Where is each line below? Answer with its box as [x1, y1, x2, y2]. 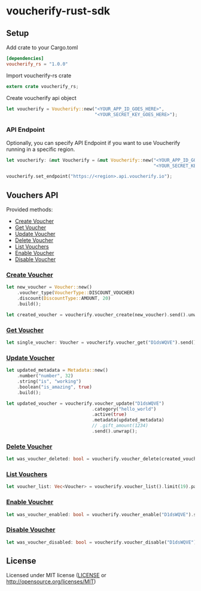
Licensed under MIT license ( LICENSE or [6, 572, 106, 579]
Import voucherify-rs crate [6, 72, 72, 79]
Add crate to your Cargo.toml [6, 44, 78, 51]
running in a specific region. [6, 146, 75, 153]
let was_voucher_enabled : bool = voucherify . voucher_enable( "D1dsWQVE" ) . [6, 511, 194, 517]
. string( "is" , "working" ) [17, 378, 82, 384]
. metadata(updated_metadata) [92, 417, 165, 423]
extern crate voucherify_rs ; [6, 83, 79, 89]
